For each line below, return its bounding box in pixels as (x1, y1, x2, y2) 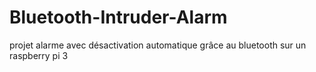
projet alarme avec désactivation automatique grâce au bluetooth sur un (9, 39, 307, 51)
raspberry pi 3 (9, 49, 69, 61)
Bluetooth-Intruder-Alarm (9, 6, 228, 29)
